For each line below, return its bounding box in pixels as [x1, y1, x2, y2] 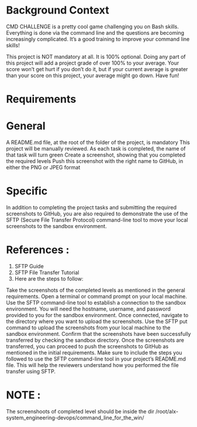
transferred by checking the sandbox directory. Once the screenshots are [6, 336, 184, 343]
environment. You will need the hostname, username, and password [6, 305, 171, 312]
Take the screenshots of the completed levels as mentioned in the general [6, 286, 185, 293]
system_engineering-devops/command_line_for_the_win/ [6, 414, 144, 421]
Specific [6, 185, 48, 198]
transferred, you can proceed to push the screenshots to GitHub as [6, 342, 169, 350]
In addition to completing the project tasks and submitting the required [6, 204, 177, 211]
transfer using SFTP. [6, 368, 56, 375]
